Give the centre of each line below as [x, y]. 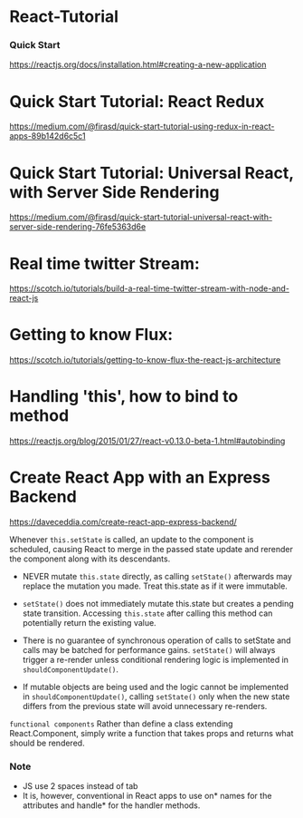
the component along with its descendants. [90, 559]
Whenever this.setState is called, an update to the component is [132, 540]
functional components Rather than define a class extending [121, 724]
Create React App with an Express [140, 477]
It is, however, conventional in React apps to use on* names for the [147, 796]
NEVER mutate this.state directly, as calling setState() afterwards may [157, 577]
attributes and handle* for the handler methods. [111, 805]
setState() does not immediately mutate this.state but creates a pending [158, 604]
